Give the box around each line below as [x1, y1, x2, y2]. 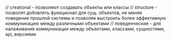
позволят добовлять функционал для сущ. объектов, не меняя [5, 10, 142, 16]
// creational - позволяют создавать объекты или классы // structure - [5, 5, 158, 10]
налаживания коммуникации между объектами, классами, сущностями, [5, 26, 165, 32]
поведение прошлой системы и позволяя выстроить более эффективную [5, 15, 166, 21]
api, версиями [5, 31, 36, 37]
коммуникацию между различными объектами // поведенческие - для [5, 20, 161, 26]
